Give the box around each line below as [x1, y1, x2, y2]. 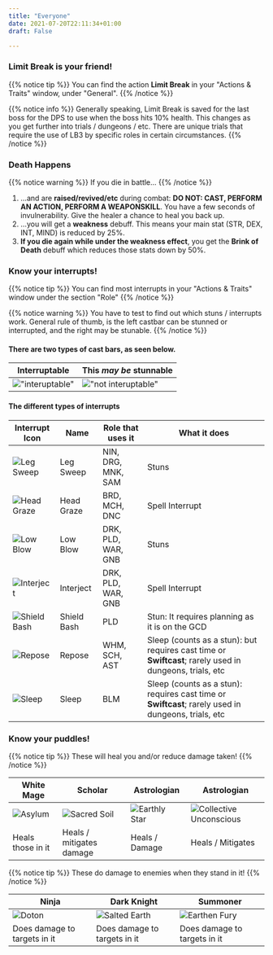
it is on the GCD [147, 620, 207, 632]
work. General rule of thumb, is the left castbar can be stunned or [8, 317, 227, 326]
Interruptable [17, 365, 70, 376]
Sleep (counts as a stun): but [147, 634, 258, 646]
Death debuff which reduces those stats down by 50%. [19, 245, 206, 255]
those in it [12, 842, 50, 853]
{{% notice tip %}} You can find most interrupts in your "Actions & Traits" [8, 284, 253, 294]
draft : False [8, 27, 53, 35]
